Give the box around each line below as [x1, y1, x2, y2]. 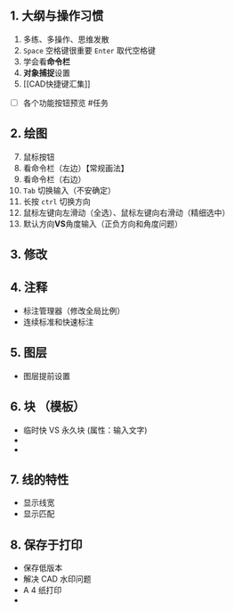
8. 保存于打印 [10, 537, 83, 552]
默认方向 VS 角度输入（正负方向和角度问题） [22, 218, 183, 229]
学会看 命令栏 [22, 56, 70, 67]
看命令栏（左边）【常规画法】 [22, 162, 129, 173]
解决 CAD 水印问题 [22, 574, 92, 584]
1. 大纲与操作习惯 [10, 8, 104, 24]
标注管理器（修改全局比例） [22, 305, 125, 316]
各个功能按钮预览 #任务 [22, 97, 109, 108]
